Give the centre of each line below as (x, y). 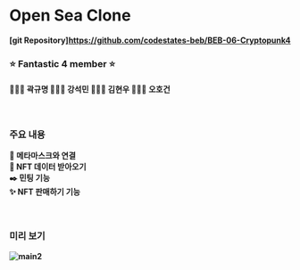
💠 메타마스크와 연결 (42, 156)
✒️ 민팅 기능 (30, 178)
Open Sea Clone (70, 16)
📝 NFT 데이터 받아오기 (48, 167)
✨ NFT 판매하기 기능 (45, 192)
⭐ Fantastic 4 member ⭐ (62, 63)
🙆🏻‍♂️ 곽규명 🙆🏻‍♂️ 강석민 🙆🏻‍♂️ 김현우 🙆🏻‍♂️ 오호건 (90, 89)
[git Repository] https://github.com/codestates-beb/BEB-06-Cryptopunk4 (150, 40)
